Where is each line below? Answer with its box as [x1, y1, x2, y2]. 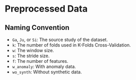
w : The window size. [12, 48, 55, 53]
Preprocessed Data [5, 3, 88, 15]
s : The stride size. [12, 53, 50, 59]
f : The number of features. [12, 58, 69, 64]
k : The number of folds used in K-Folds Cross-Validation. [12, 42, 131, 48]
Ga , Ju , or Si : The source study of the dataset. [12, 36, 108, 43]
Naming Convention [5, 23, 70, 32]
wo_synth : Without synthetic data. [12, 69, 82, 75]
